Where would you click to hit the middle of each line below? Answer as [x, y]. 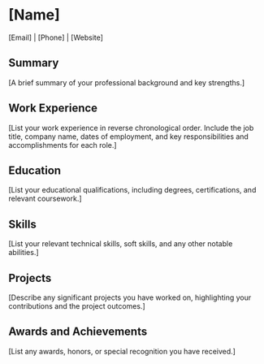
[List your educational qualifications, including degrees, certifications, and [132, 190]
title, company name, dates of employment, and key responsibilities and [129, 136]
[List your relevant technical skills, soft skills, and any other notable [121, 244]
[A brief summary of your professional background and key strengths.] [127, 82]
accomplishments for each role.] [63, 145]
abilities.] [24, 253]
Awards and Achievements [78, 332]
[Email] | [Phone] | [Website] [56, 37]
